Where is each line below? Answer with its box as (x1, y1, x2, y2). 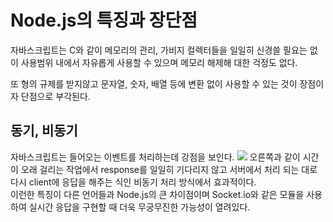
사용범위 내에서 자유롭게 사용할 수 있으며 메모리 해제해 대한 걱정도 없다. (20, 56, 298, 68)
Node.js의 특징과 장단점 (10, 9, 198, 32)
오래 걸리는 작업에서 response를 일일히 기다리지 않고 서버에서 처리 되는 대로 (20, 163, 318, 175)
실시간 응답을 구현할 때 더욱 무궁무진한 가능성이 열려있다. (28, 201, 251, 213)
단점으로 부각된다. (20, 90, 91, 102)
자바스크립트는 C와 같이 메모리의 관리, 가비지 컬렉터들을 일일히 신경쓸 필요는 (10, 44, 308, 56)
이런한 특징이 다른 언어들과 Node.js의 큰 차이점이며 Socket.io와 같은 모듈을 (10, 188, 305, 200)
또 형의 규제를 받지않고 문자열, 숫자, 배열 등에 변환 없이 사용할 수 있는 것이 (10, 77, 298, 90)
